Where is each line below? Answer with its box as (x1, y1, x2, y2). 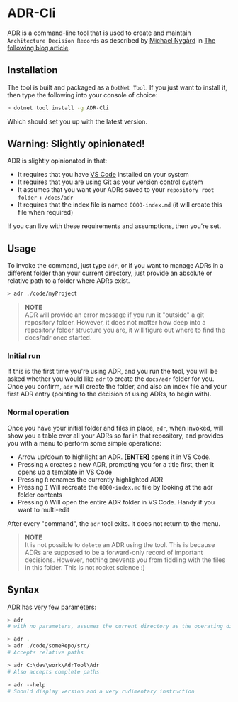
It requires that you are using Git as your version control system (17, 178, 203, 186)
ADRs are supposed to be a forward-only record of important (24, 548, 203, 556)
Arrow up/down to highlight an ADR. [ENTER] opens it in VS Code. (17, 453, 211, 461)
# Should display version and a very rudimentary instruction (7, 688, 195, 695)
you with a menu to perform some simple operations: (7, 438, 161, 447)
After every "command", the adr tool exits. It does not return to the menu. (7, 519, 221, 527)
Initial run (7, 351, 41, 361)
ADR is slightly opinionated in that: (7, 156, 108, 165)
